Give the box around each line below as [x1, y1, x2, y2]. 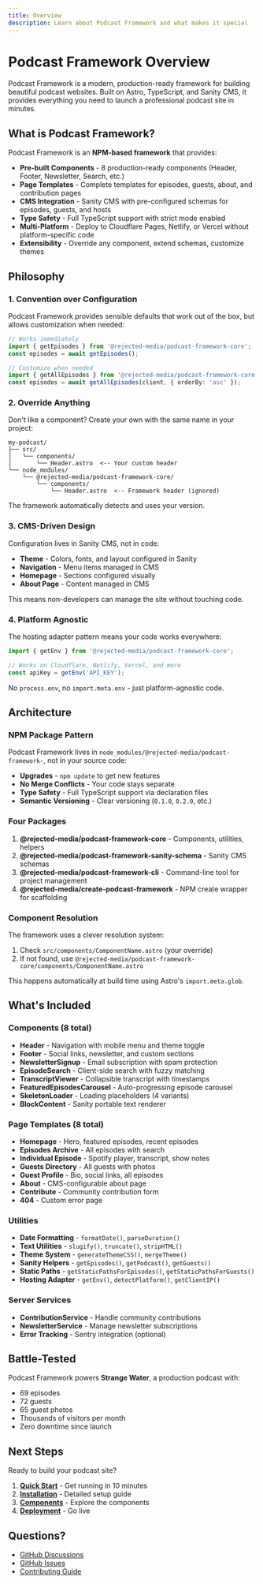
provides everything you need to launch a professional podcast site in [8, 95, 235, 105]
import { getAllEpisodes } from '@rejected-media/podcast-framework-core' [8, 372, 259, 379]
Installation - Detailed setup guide [19, 1489, 131, 1499]
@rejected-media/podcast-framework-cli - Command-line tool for [19, 867, 239, 876]
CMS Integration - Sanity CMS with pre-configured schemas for [19, 196, 229, 206]
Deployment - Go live [19, 1506, 91, 1515]
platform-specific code [19, 230, 94, 240]
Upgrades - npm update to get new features [19, 771, 161, 781]
